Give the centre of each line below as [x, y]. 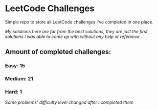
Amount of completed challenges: [58, 52]
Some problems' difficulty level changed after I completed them [69, 102]
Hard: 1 [13, 92]
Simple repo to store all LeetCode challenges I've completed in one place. [79, 22]
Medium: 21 [19, 79]
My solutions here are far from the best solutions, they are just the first [76, 31]
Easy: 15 [15, 66]
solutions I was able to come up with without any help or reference [72, 37]
